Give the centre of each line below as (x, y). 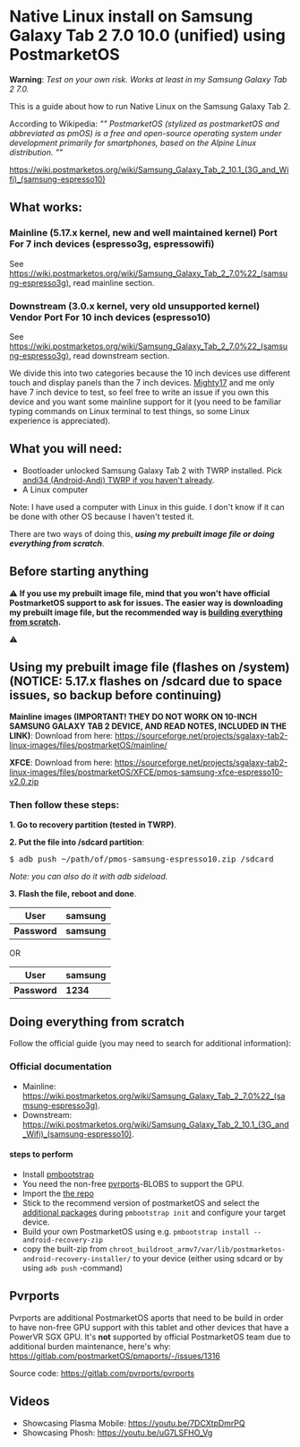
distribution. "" (36, 152)
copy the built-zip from (64, 1249)
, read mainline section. (111, 282)
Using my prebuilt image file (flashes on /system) (150, 667)
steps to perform (41, 1155)
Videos (30, 1402)
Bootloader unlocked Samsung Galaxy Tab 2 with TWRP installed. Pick (152, 470)
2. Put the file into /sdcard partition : (77, 842)
